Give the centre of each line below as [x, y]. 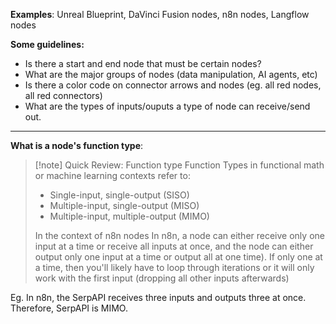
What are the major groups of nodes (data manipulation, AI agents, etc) [171, 74]
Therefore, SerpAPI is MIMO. [69, 308]
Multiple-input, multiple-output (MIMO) [129, 216]
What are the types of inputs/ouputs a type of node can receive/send [167, 106]
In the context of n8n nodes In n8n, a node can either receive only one [179, 235]
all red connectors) [63, 95]
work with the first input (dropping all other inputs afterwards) [162, 278]
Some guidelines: [47, 44]
